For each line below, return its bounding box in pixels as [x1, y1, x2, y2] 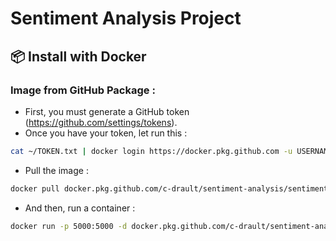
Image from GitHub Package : [10, 83, 156, 97]
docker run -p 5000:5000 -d [10, 221, 128, 231]
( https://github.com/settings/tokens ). [24, 116, 178, 128]
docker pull [10, 183, 60, 194]
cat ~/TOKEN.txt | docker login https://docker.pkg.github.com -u [10, 146, 293, 156]
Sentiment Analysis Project [10, 7, 242, 30]
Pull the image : [24, 164, 89, 176]
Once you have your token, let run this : [24, 127, 188, 139]
